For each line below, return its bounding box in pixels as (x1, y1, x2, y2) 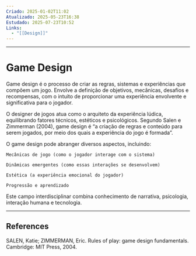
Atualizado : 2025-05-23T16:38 (6, 14, 80, 20)
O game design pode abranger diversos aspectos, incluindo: (6, 141, 152, 148)
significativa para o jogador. (6, 99, 73, 106)
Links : (6, 25, 22, 31)
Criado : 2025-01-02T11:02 (6, 8, 69, 15)
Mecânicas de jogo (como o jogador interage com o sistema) (6, 152, 156, 158)
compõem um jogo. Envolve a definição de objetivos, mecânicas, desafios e (6, 87, 189, 94)
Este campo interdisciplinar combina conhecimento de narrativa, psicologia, (6, 193, 188, 200)
